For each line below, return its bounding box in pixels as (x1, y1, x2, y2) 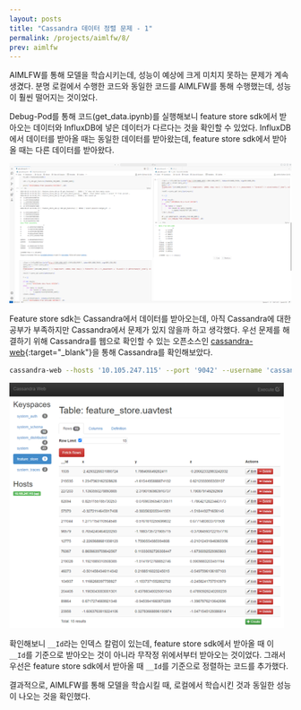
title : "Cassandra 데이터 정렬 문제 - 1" (9, 23, 153, 33)
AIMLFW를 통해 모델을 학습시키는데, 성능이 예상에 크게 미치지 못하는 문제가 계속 (9, 70, 289, 81)
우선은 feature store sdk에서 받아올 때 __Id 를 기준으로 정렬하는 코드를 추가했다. (9, 660, 289, 671)
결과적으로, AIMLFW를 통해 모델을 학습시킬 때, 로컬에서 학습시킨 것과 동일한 (9, 680, 275, 690)
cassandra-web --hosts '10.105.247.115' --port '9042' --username (9, 366, 262, 376)
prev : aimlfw (9, 43, 58, 52)
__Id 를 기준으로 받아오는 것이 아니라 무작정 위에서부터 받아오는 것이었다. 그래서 (9, 649, 287, 660)
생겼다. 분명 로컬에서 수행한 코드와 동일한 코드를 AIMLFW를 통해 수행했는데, (9, 81, 275, 91)
